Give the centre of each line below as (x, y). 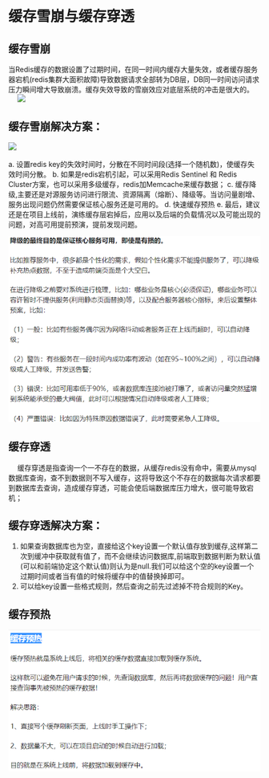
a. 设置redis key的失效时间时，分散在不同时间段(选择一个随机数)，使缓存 (128, 164)
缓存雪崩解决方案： (56, 126)
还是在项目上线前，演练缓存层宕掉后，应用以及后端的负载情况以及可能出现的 (134, 214)
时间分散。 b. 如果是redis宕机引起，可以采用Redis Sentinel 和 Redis (126, 174)
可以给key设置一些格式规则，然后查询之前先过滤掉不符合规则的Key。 (134, 586)
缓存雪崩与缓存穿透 (72, 16)
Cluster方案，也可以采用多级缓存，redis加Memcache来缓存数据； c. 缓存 (129, 184)
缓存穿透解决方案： (56, 525)
